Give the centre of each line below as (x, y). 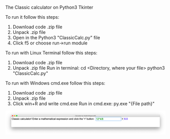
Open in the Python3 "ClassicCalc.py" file (56, 38)
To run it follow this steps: (32, 17)
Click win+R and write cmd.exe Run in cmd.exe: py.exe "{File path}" (84, 104)
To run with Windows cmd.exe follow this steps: (55, 83)
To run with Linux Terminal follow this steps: (51, 53)
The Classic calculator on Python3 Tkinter (49, 7)
